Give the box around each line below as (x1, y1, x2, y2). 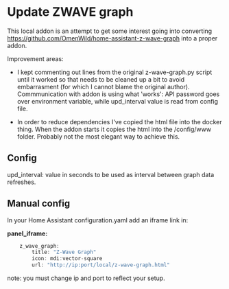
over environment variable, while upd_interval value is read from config (16, 97, 218, 105)
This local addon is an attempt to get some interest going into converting (7, 27, 213, 35)
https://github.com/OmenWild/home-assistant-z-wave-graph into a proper (7, 34, 218, 42)
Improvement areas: (7, 54, 64, 62)
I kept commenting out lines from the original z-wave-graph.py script (16, 68, 213, 76)
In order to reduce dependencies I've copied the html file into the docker (16, 117, 222, 126)
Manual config (7, 198, 71, 209)
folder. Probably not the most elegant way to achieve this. (16, 132, 180, 141)
